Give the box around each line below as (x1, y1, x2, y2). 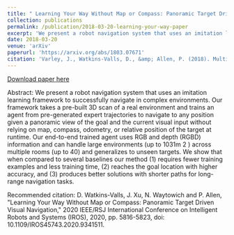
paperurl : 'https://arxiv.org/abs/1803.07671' (7, 50, 145, 56)
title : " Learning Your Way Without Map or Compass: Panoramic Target (7, 10, 217, 17)
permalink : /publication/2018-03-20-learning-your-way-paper (7, 23, 189, 30)
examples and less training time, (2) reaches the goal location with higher (7, 162, 218, 171)
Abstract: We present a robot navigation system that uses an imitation (7, 88, 208, 96)
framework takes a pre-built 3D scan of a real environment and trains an (7, 103, 214, 112)
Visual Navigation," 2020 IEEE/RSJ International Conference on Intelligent (7, 205, 218, 213)
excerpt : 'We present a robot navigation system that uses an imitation (7, 29, 223, 37)
